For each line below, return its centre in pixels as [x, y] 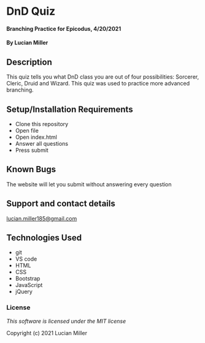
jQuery [24, 292]
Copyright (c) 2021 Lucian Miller [47, 333]
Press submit [32, 150]
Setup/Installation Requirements [70, 109]
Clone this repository [42, 124]
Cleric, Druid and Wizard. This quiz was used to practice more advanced [98, 84]
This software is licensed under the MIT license [66, 321]
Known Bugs [31, 169]
